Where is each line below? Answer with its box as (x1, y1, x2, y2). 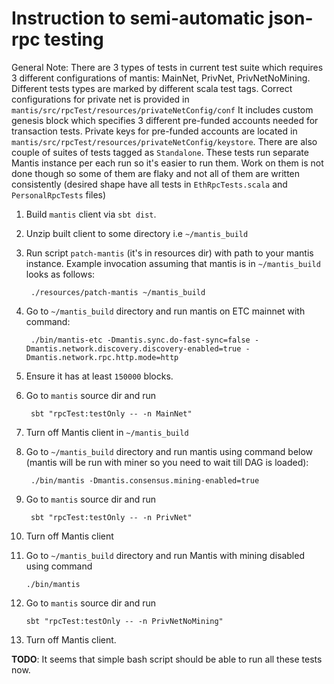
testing (44, 28, 104, 51)
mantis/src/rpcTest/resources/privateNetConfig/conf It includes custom (11, 103, 314, 116)
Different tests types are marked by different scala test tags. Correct (11, 82, 293, 94)
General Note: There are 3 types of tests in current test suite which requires (11, 61, 324, 73)
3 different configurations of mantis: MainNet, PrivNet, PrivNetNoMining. (11, 72, 311, 84)
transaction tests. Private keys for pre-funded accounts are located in (11, 125, 298, 137)
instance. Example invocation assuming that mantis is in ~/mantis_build (25, 257, 321, 269)
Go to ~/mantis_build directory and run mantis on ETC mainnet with (25, 305, 306, 317)
